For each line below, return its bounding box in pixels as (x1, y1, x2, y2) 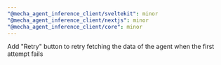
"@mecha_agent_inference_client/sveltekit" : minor (7, 10, 159, 17)
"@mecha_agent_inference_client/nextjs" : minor (7, 17, 149, 24)
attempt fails (7, 50, 43, 58)
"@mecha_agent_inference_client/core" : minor (7, 23, 142, 30)
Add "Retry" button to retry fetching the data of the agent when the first (7, 43, 215, 51)
